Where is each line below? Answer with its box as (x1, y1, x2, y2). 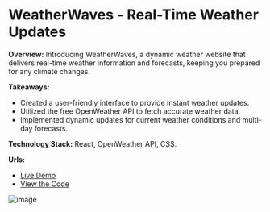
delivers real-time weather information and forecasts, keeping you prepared (8, 58, 260, 68)
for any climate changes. (8, 66, 91, 76)
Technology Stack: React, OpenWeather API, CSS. (8, 139, 177, 148)
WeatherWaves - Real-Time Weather (8, 6, 260, 24)
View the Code (19, 179, 70, 189)
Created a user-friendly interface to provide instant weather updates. (19, 98, 250, 107)
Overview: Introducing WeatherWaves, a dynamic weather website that (8, 49, 246, 59)
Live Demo (19, 170, 56, 180)
